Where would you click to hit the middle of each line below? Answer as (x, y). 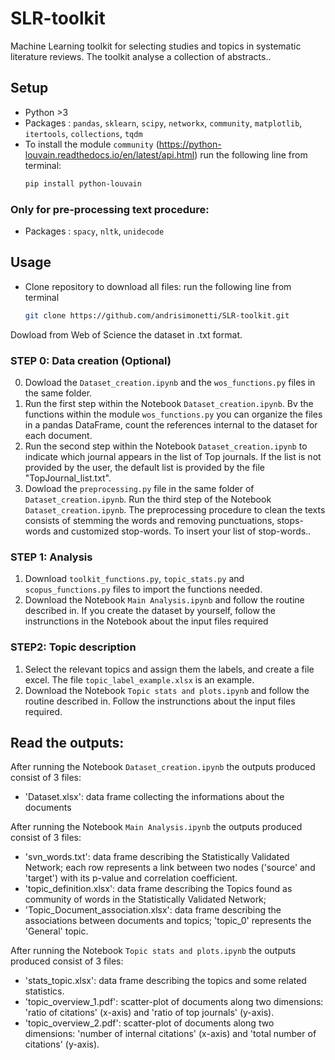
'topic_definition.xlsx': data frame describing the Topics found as (158, 889)
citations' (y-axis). (62, 1044)
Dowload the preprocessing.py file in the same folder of (139, 488)
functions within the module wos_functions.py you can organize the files (173, 414)
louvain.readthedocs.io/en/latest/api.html (109, 154)
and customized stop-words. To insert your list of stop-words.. (182, 531)
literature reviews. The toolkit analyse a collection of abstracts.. (141, 56)
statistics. (44, 991)
